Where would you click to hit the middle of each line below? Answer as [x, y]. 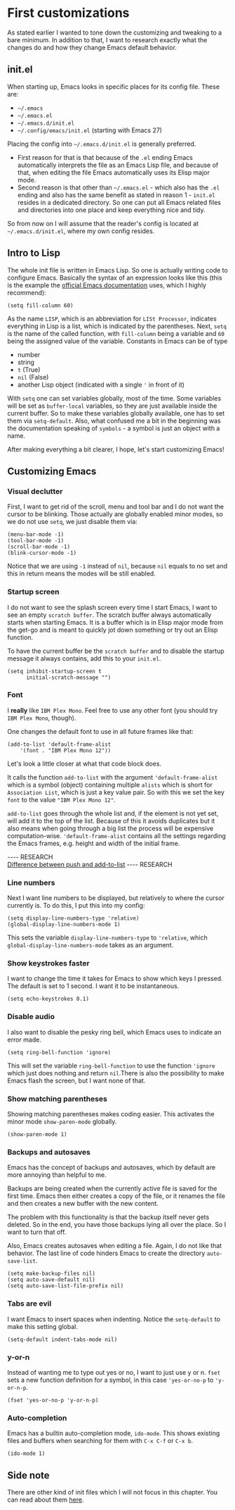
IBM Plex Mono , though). [42, 718]
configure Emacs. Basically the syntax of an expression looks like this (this [115, 277]
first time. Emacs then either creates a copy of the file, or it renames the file [116, 1196]
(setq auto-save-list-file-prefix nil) [66, 1286]
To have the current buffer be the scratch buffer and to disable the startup [116, 651]
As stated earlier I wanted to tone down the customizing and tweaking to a [115, 32]
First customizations [68, 13]
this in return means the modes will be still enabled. [81, 574]
